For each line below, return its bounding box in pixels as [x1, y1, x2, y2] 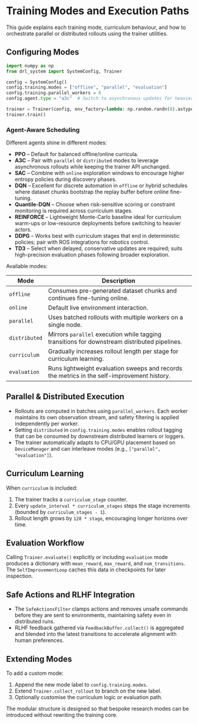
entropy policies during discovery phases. [14, 176, 117, 183]
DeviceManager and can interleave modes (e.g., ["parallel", [14, 445, 161, 452]
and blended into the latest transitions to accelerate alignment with [14, 631, 177, 638]
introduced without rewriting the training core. [6, 712, 118, 719]
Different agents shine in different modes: [6, 139, 107, 146]
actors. [14, 226, 32, 233]
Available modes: [6, 263, 48, 270]
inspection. [6, 573, 34, 580]
